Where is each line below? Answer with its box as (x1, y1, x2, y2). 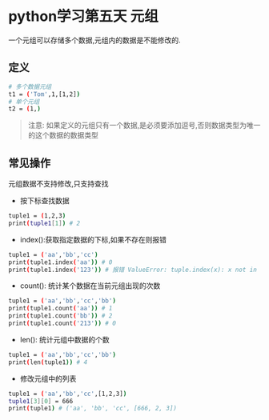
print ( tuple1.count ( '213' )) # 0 (8, 319, 116, 328)
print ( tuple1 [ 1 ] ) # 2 (8, 219, 81, 227)
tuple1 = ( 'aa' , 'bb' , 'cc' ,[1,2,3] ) (8, 390, 127, 398)
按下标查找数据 (19, 196, 70, 206)
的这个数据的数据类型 (27, 130, 98, 140)
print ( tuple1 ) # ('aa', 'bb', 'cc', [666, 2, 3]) (8, 405, 178, 413)
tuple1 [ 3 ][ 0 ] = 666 (8, 397, 74, 405)
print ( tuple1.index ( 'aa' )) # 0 (8, 258, 113, 266)
